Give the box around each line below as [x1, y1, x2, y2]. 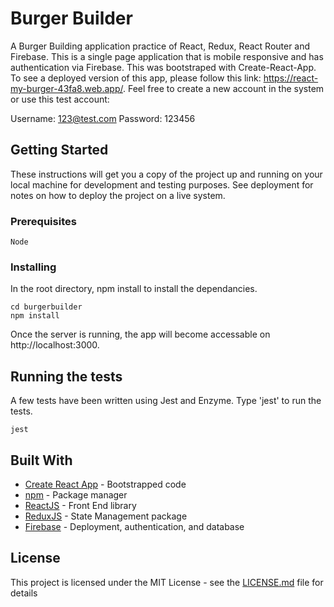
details [10, 587, 38, 599]
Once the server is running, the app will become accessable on [10, 328, 271, 341]
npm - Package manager [24, 488, 128, 501]
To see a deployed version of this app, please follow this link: [10, 72, 262, 84]
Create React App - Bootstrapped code [24, 478, 187, 490]
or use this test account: [10, 93, 110, 105]
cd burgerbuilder [10, 302, 83, 312]
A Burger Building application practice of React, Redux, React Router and [10, 40, 311, 52]
